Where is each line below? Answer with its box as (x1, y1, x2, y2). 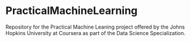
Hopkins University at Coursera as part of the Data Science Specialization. (5, 29, 186, 36)
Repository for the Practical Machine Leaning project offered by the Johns (5, 23, 185, 30)
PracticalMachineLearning (5, 4, 138, 17)
